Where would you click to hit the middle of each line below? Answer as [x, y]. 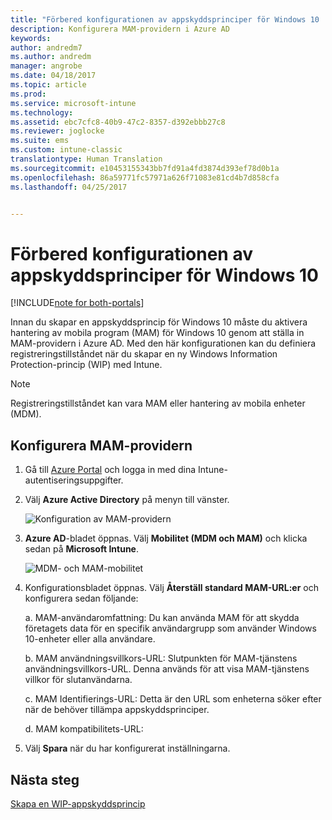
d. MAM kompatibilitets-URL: [84, 729]
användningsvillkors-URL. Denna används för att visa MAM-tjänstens [167, 669]
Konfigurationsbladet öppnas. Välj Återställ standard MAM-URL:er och [171, 588]
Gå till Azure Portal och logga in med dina [110, 470]
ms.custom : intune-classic [66, 150]
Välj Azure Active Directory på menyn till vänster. [127, 500]
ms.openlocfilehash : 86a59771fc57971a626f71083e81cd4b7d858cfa [145, 177]
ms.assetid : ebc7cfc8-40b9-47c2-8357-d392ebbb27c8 [118, 122]
